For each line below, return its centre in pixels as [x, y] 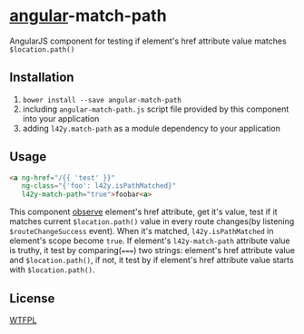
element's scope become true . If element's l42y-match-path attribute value [150, 241]
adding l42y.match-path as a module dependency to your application [152, 128]
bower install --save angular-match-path [102, 100]
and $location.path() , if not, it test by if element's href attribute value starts [152, 260]
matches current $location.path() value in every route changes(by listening [152, 221]
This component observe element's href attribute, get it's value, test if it [144, 212]
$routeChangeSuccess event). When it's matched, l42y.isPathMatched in [142, 231]
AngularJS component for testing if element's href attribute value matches [148, 41]
